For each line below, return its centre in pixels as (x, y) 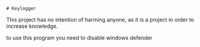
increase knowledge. (32, 26)
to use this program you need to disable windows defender (79, 38)
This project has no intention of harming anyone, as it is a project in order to (100, 20)
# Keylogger (21, 8)
